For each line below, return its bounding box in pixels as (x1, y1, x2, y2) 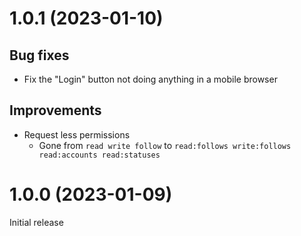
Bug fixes (9, 47, 70, 64)
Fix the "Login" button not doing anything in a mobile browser (23, 73, 278, 85)
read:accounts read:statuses (38, 150, 161, 160)
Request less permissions (23, 128, 131, 141)
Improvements (9, 102, 102, 119)
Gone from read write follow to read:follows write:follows (38, 139, 292, 151)
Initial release (9, 216, 64, 228)
